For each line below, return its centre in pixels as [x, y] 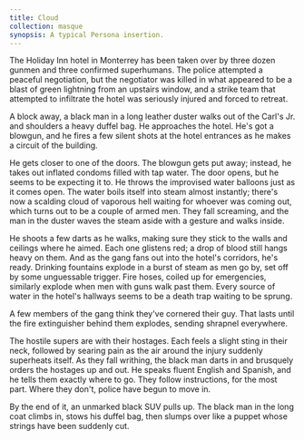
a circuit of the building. [54, 145]
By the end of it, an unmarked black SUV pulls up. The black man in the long [152, 407]
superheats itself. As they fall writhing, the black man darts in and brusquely [152, 360]
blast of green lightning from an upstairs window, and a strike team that [142, 89]
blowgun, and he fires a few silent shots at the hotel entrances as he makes [150, 136]
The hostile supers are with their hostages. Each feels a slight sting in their [148, 341]
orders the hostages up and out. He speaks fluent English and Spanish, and [151, 370]
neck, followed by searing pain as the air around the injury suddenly [136, 351]
